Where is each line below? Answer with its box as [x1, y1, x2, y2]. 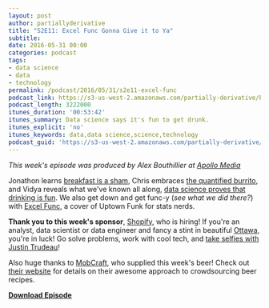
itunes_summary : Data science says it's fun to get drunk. [8, 116, 210, 124]
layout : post [8, 11, 52, 20]
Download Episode [8, 290, 72, 300]
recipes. [8, 274, 35, 284]
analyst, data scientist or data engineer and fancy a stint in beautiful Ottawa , [8, 225, 260, 234]
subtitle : [8, 34, 42, 42]
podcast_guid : [8, 138, 56, 146]
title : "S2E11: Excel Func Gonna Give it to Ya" [8, 26, 174, 34]
